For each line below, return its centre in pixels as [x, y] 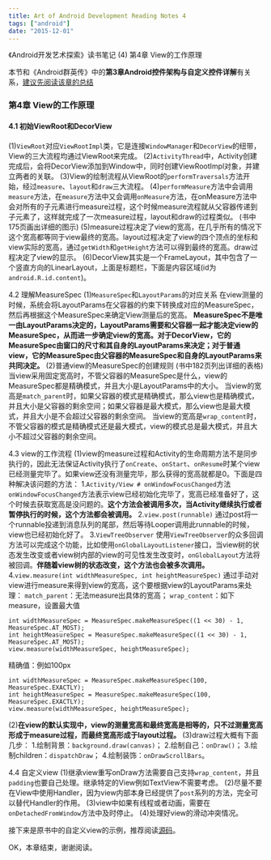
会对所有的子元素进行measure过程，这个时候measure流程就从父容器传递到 [133, 206]
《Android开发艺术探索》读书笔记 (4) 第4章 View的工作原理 [105, 55]
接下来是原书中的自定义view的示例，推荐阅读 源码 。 [94, 830]
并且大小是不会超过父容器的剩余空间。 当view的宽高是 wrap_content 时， [142, 416]
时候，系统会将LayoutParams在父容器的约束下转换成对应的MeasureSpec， [133, 304]
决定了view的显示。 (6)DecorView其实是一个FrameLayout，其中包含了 [133, 257]
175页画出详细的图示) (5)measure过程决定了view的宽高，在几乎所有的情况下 [135, 227]
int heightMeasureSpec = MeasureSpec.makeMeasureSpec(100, [110, 694]
